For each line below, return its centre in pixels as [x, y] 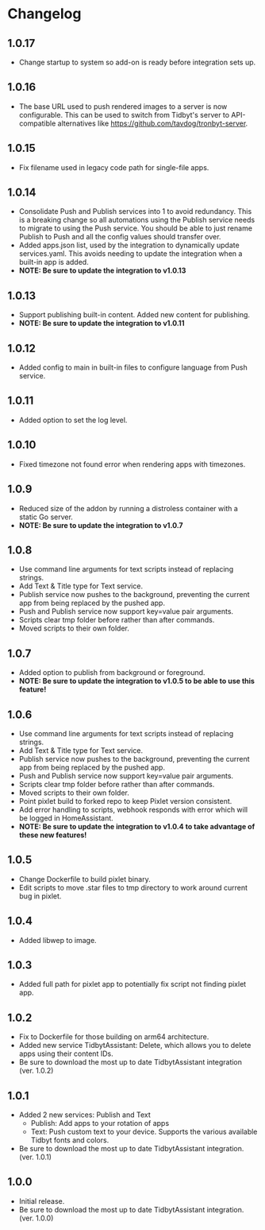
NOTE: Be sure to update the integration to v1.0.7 [101, 525]
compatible [37, 123]
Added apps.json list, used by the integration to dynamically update [129, 245]
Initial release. [42, 1201]
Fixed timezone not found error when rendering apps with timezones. [132, 464]
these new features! [53, 835]
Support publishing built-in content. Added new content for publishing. [134, 315]
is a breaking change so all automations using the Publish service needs [137, 220]
